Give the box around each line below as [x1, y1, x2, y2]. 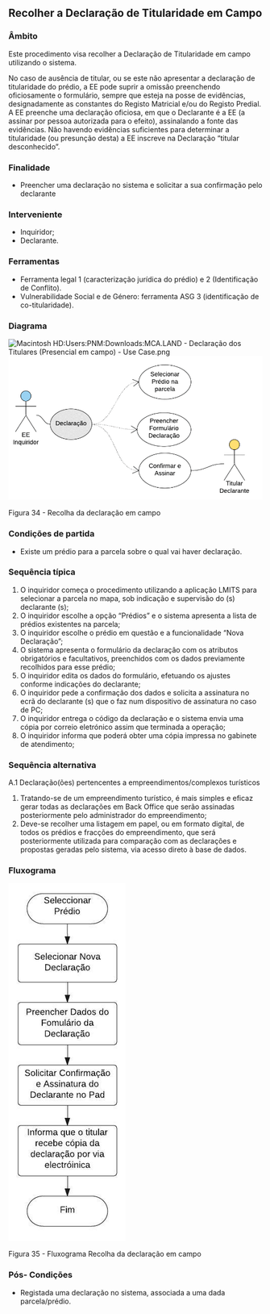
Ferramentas [8, 256, 60, 267]
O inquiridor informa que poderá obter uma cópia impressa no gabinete [19, 730, 257, 740]
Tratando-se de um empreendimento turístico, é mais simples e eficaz [19, 794, 254, 803]
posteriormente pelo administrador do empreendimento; [19, 811, 207, 820]
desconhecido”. [8, 141, 60, 152]
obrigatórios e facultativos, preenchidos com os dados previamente [19, 653, 246, 663]
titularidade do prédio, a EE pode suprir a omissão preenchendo [8, 81, 221, 91]
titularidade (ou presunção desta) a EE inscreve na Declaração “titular [8, 133, 240, 143]
